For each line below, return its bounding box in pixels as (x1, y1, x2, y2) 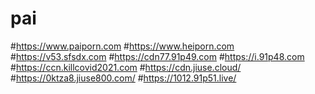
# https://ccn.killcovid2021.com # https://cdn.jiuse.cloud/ (10, 61, 242, 73)
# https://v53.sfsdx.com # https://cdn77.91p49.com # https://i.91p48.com (10, 50, 305, 62)
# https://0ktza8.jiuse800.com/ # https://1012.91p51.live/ (10, 72, 237, 84)
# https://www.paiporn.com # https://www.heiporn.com (10, 40, 235, 52)
